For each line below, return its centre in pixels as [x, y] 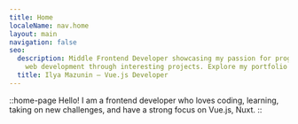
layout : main [33, 34]
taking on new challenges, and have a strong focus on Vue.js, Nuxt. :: [136, 109]
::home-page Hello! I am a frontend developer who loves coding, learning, [144, 100]
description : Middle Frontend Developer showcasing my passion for [145, 58]
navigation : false [43, 42]
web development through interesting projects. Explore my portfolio [157, 67]
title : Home [31, 17]
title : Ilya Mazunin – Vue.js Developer [93, 75]
